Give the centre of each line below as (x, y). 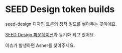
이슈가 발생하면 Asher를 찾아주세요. (40, 45)
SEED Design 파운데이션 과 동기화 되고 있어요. (50, 34)
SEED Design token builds (60, 9)
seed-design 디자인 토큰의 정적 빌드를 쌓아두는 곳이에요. (61, 24)
